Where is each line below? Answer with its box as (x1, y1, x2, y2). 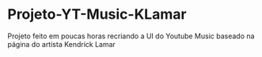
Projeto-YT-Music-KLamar (7, 5, 187, 23)
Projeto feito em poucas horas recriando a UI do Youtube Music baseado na (7, 31, 255, 41)
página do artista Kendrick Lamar (7, 39, 116, 48)
